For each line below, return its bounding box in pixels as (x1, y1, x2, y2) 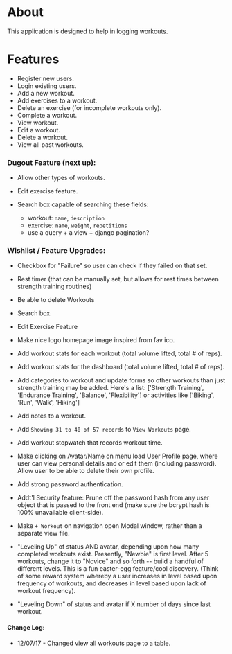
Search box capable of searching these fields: (17, 200, 149, 209)
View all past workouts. (17, 140, 84, 149)
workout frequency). (17, 587, 76, 595)
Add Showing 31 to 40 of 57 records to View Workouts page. (17, 425, 192, 434)
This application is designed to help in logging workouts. (7, 27, 168, 35)
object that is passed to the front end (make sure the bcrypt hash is (17, 501, 210, 509)
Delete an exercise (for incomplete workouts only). (17, 103, 161, 112)
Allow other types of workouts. (17, 174, 105, 182)
